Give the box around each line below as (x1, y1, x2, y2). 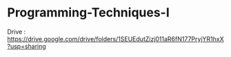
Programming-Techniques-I (7, 5, 170, 21)
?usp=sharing (7, 42, 46, 50)
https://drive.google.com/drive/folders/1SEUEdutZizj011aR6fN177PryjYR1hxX (7, 34, 224, 43)
